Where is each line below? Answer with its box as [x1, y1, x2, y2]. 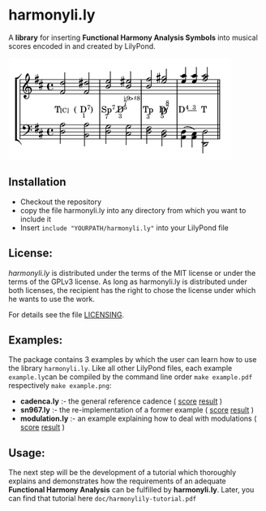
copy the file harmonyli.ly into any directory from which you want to [19, 205, 247, 215]
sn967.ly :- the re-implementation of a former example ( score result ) [19, 405, 254, 415]
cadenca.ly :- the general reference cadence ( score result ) [19, 396, 223, 406]
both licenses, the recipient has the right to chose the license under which [8, 285, 256, 295]
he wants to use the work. [8, 294, 96, 304]
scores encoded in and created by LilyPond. [8, 41, 156, 50]
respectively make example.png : [8, 381, 112, 391]
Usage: [8, 446, 46, 460]
